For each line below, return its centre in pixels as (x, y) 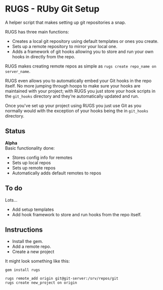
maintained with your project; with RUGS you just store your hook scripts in (80, 91)
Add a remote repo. (31, 247)
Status (15, 131)
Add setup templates (33, 209)
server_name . (18, 71)
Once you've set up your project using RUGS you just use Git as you (73, 105)
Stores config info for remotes (42, 157)
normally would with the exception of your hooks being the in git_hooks (77, 111)
